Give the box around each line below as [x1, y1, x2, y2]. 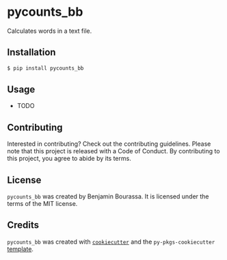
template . [7, 244, 34, 253]
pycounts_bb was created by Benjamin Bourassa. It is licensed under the [7, 192, 210, 200]
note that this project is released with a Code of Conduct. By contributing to [7, 147, 220, 155]
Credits [7, 220, 40, 231]
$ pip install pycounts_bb [7, 64, 84, 72]
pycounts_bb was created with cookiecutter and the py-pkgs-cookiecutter [7, 237, 215, 246]
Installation [7, 47, 56, 58]
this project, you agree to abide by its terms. [7, 155, 131, 163]
